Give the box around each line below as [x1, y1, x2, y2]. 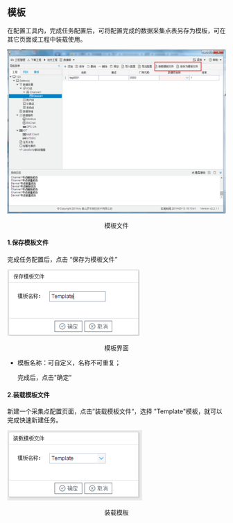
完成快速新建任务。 [7, 416, 62, 424]
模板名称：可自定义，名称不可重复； [17, 358, 121, 367]
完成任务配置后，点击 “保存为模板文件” [7, 256, 118, 264]
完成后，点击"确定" [17, 374, 72, 382]
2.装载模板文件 [7, 390, 50, 399]
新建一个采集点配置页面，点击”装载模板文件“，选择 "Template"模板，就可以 [7, 407, 223, 415]
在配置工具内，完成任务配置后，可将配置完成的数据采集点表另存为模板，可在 [7, 26, 226, 35]
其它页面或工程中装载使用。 [7, 35, 87, 43]
